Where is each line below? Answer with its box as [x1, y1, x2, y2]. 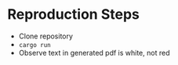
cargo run [18, 41, 52, 49]
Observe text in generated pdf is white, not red [18, 48, 170, 57]
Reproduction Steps [7, 5, 140, 23]
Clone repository [18, 31, 74, 41]
